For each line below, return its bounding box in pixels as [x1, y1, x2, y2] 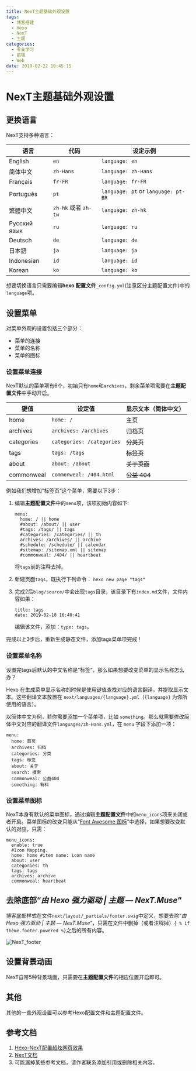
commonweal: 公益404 [11, 775, 60, 781]
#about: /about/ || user [20, 521, 80, 527]
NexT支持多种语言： [6, 132, 55, 139]
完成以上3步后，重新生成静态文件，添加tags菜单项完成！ [6, 636, 143, 643]
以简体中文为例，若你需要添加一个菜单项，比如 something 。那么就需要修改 [6, 713, 185, 720]
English [9, 157, 29, 166]
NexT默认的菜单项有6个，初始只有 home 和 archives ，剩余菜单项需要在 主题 [6, 382, 181, 389]
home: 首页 [11, 738, 36, 744]
